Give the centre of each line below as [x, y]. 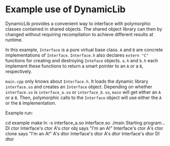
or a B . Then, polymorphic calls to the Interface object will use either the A [83, 98]
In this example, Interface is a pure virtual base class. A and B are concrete [84, 50]
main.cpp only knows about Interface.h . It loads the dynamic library [77, 81]
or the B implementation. [31, 103]
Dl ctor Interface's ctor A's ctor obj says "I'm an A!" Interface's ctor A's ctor [84, 128]
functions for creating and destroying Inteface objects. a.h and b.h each [82, 60]
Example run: [19, 113]
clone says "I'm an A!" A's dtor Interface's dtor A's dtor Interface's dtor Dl [82, 133]
